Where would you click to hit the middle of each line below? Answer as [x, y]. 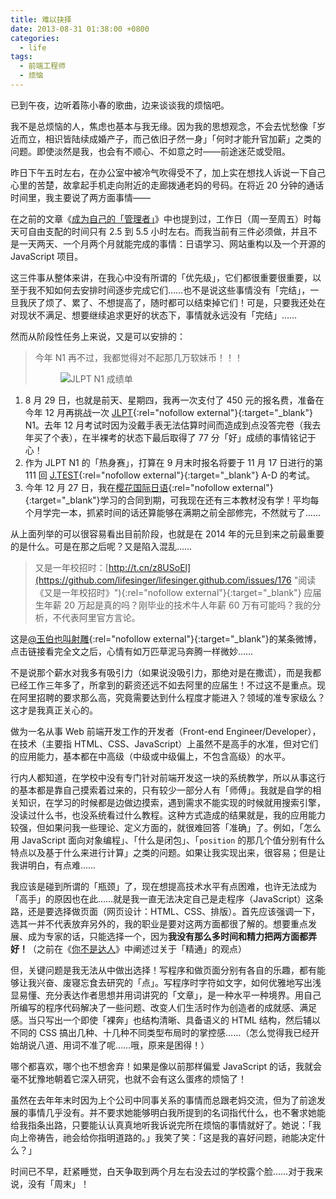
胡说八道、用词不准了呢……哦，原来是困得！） [114, 1045]
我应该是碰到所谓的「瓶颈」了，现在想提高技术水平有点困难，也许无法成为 [163, 886]
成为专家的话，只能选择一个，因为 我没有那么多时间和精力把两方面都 [167, 936]
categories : [35, 38]
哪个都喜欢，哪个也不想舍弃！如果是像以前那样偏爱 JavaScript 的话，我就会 [166, 1066]
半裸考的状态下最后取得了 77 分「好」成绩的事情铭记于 [203, 437]
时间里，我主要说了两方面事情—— [80, 197]
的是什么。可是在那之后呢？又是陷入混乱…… [101, 546]
